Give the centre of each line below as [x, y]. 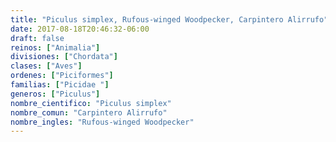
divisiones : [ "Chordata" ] [64, 57]
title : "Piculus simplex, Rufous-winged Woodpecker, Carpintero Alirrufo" [169, 19]
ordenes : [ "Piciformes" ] [62, 76]
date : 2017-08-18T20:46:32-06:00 [80, 29]
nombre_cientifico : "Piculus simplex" [91, 103]
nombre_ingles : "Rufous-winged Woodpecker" [102, 122]
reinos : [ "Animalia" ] [55, 47]
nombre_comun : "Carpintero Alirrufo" [89, 112]
